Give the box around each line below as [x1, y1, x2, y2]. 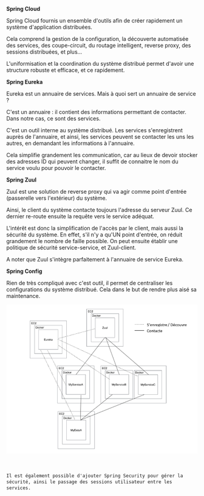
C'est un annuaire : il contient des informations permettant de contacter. [6, 108, 186, 115]
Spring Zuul [6, 176, 36, 183]
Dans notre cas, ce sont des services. [6, 115, 101, 122]
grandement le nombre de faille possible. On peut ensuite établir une [6, 238, 178, 244]
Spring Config [6, 267, 42, 275]
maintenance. [6, 292, 41, 299]
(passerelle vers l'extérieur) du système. [6, 194, 107, 202]
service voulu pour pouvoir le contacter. [6, 165, 106, 171]
